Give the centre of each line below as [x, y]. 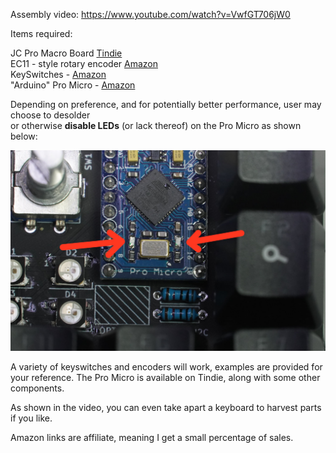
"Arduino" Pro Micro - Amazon [73, 85]
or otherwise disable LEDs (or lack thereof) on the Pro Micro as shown [156, 125]
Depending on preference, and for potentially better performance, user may [166, 104]
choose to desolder [50, 115]
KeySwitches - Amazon [58, 74]
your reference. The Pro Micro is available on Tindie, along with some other [165, 378]
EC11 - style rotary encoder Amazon [84, 63]
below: [24, 136]
